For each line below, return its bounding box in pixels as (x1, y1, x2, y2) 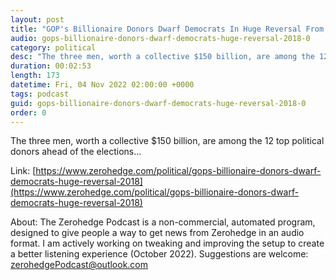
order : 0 (10, 107, 47, 118)
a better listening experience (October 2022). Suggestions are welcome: (10, 248, 309, 260)
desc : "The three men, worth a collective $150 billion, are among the (10, 52, 315, 62)
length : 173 (10, 71, 60, 81)
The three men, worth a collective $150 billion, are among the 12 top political (10, 135, 325, 147)
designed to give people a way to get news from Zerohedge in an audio (10, 227, 305, 239)
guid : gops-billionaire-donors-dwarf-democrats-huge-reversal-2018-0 (10, 98, 307, 108)
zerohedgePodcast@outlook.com (10, 259, 149, 271)
